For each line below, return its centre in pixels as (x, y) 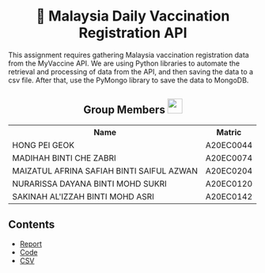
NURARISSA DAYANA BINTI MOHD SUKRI (90, 184)
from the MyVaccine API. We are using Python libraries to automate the (124, 63)
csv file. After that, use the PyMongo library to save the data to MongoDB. (129, 80)
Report (30, 244)
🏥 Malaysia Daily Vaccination (133, 16)
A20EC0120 (229, 184)
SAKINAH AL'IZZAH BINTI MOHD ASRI (83, 196)
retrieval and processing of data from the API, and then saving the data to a (131, 71)
